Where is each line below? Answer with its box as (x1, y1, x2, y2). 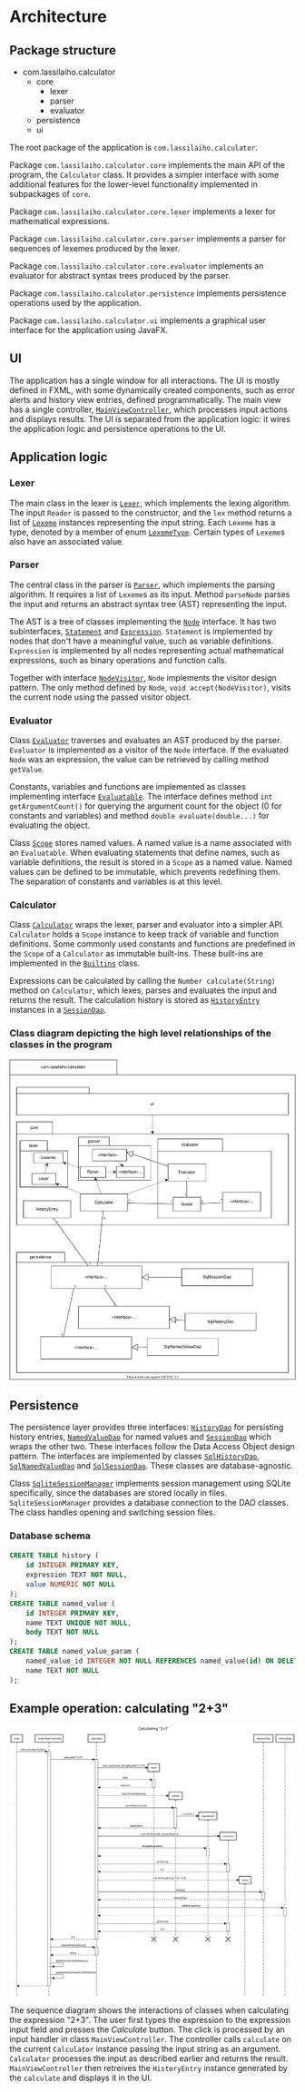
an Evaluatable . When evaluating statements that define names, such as (9, 847, 280, 859)
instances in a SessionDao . (9, 1005, 107, 1016)
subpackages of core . (9, 189, 91, 199)
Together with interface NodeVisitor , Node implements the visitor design (9, 672, 277, 683)
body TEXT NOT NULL (25, 1627, 100, 1637)
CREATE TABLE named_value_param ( (9, 1647, 141, 1656)
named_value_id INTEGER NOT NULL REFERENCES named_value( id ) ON (25, 1656, 274, 1666)
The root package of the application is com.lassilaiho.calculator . (9, 142, 259, 152)
